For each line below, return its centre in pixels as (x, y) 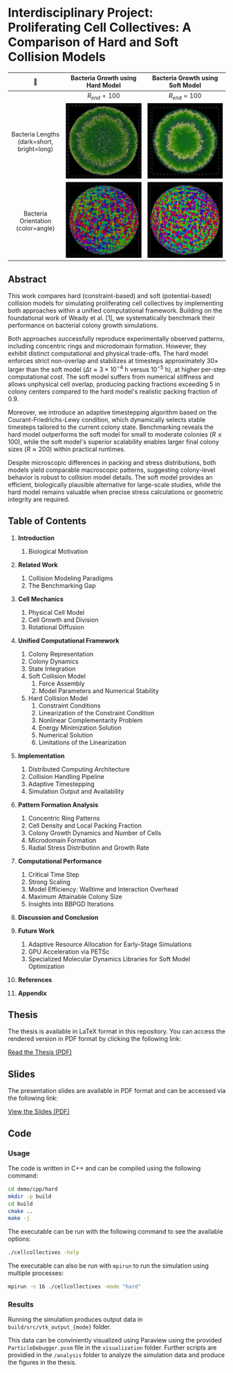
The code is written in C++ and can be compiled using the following (104, 1168)
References (35, 979)
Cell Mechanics (41, 599)
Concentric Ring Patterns (64, 818)
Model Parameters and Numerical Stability (99, 690)
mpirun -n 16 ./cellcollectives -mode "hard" (74, 1287)
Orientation (36, 220)
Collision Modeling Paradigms (71, 578)
